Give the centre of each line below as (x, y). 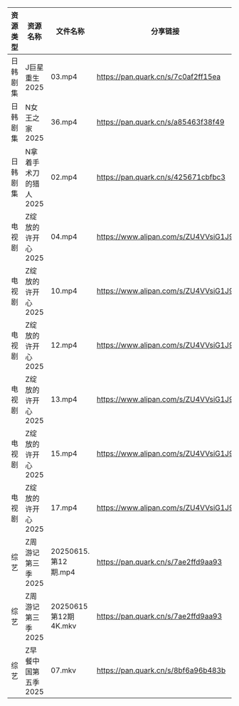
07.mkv (64, 670)
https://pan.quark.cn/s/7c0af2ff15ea (159, 76)
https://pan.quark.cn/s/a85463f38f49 (160, 122)
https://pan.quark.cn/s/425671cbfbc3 (161, 177)
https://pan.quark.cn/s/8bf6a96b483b (161, 670)
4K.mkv (64, 626)
